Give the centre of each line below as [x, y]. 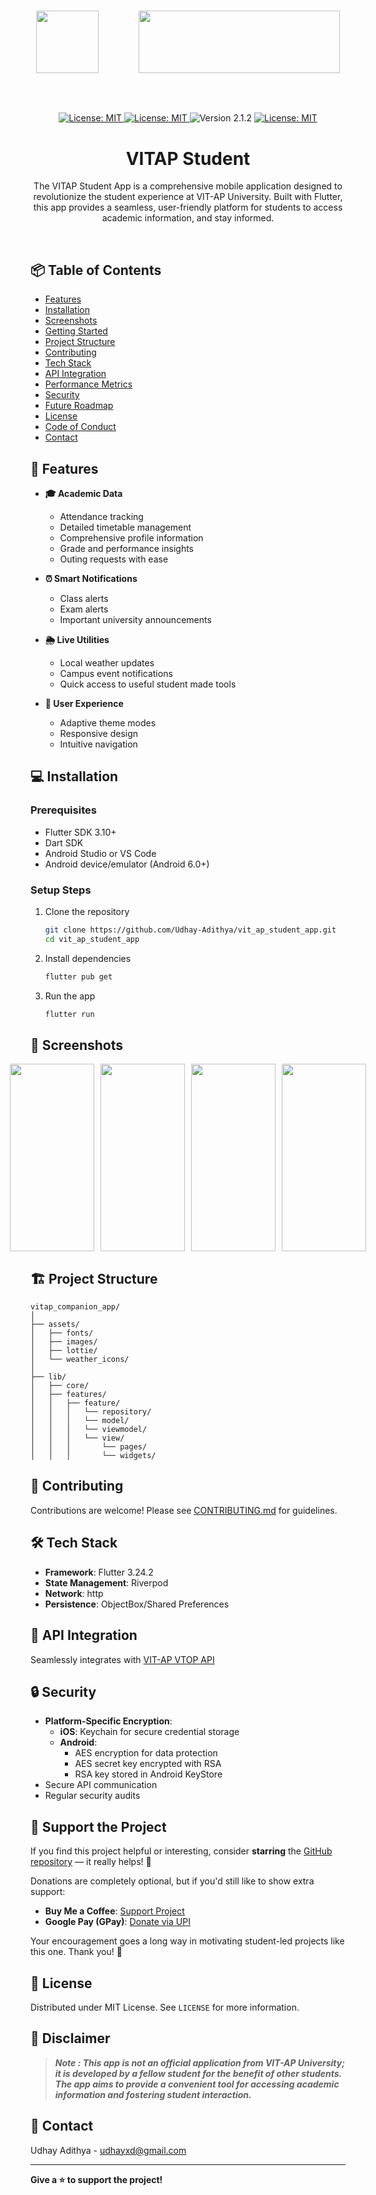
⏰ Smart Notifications [91, 578]
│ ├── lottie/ [64, 1351]
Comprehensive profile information [131, 537]
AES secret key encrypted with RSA [148, 1764]
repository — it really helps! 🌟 [91, 1862]
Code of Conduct [80, 427]
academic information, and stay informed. [188, 218]
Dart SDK [64, 842]
